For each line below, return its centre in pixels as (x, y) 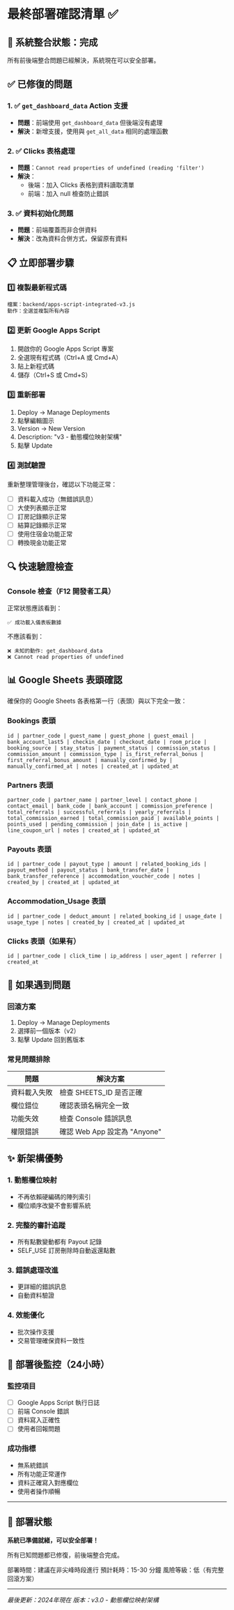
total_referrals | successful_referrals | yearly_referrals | (99, 812)
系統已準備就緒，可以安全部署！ (53, 1540)
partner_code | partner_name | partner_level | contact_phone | (102, 800)
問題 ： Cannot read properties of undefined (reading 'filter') (111, 167)
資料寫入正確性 (39, 1420)
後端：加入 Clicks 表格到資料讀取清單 (81, 185)
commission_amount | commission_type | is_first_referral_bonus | (106, 754)
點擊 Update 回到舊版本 (51, 1039)
